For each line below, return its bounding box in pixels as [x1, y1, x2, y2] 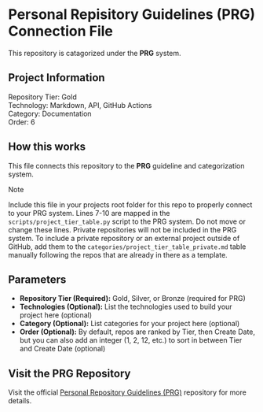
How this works [8, 140, 86, 154]
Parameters [8, 273, 67, 286]
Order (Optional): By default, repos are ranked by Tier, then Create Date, [19, 327, 256, 336]
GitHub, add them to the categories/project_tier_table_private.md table [8, 242, 247, 251]
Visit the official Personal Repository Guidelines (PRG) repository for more [8, 388, 247, 397]
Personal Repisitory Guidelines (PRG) [8, 6, 256, 24]
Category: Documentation [8, 109, 92, 118]
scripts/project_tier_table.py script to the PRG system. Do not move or [8, 217, 246, 226]
